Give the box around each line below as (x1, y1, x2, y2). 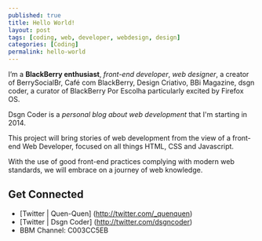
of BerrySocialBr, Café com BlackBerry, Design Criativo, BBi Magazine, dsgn (8, 78, 255, 87)
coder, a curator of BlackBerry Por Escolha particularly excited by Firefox (8, 86, 245, 95)
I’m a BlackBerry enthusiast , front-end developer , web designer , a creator (8, 70, 249, 79)
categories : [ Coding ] (8, 41, 79, 49)
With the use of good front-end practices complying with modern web (8, 157, 235, 166)
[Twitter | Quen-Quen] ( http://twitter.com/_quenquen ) (19, 209, 193, 218)
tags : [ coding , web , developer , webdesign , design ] (8, 33, 180, 42)
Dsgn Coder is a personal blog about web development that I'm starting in (8, 110, 248, 119)
